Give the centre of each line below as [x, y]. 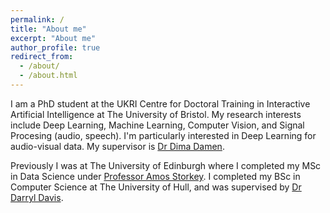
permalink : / [37, 19]
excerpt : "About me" [53, 38]
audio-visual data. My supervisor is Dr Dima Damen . [117, 146]
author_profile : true [55, 47]
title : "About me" [48, 29]
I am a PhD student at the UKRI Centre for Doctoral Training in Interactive [160, 103]
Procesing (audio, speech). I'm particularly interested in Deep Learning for [163, 135]
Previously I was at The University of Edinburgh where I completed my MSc [166, 165]
